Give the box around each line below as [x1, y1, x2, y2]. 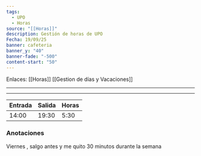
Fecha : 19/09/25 [6, 37, 47, 43]
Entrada [9, 101, 32, 109]
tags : [6, 8, 20, 15]
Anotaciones [6, 129, 45, 137]
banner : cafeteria [6, 43, 52, 49]
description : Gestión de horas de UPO [6, 31, 103, 37]
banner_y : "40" [6, 48, 44, 54]
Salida [38, 101, 56, 109]
